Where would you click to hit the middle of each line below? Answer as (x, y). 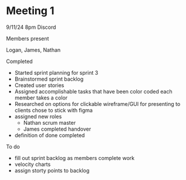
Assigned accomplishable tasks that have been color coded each (93, 91)
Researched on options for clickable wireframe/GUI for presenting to (97, 104)
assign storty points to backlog (52, 170)
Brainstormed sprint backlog (49, 79)
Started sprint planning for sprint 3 (56, 72)
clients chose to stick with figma (53, 110)
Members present (28, 38)
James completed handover (57, 129)
